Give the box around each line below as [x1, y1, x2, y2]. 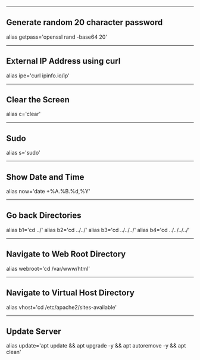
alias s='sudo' [6, 149, 40, 156]
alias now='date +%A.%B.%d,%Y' [6, 188, 90, 195]
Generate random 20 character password [6, 17, 163, 27]
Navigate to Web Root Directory [6, 249, 126, 259]
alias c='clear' [6, 111, 41, 118]
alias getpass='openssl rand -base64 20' [6, 33, 107, 40]
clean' [6, 349, 22, 356]
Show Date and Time [6, 172, 85, 182]
